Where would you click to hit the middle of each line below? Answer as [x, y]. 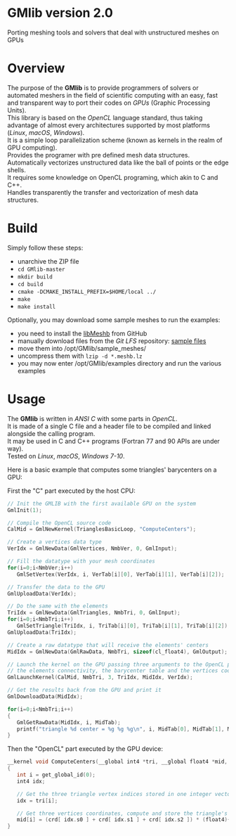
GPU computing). [32, 147]
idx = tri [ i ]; [37, 800]
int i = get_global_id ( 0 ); [56, 775]
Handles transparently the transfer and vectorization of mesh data [103, 192]
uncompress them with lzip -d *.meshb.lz [80, 356]
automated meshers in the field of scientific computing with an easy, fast [113, 95]
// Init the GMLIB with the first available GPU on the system [102, 503]
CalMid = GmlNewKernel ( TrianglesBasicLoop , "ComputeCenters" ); [102, 529]
